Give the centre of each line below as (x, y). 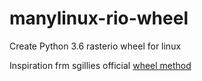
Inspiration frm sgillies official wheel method (100, 65)
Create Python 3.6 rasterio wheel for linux (95, 46)
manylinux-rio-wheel (99, 18)
